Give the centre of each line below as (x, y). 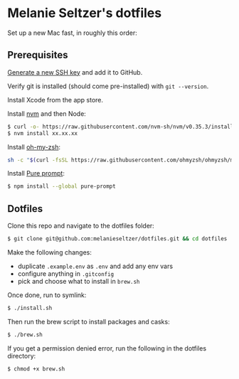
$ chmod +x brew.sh (36, 369)
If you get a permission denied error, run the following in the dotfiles (107, 348)
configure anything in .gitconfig (66, 273)
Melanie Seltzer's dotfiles (85, 13)
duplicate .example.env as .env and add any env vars (95, 266)
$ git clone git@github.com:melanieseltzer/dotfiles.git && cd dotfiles (117, 239)
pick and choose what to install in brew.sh (79, 281)
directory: (22, 356)
